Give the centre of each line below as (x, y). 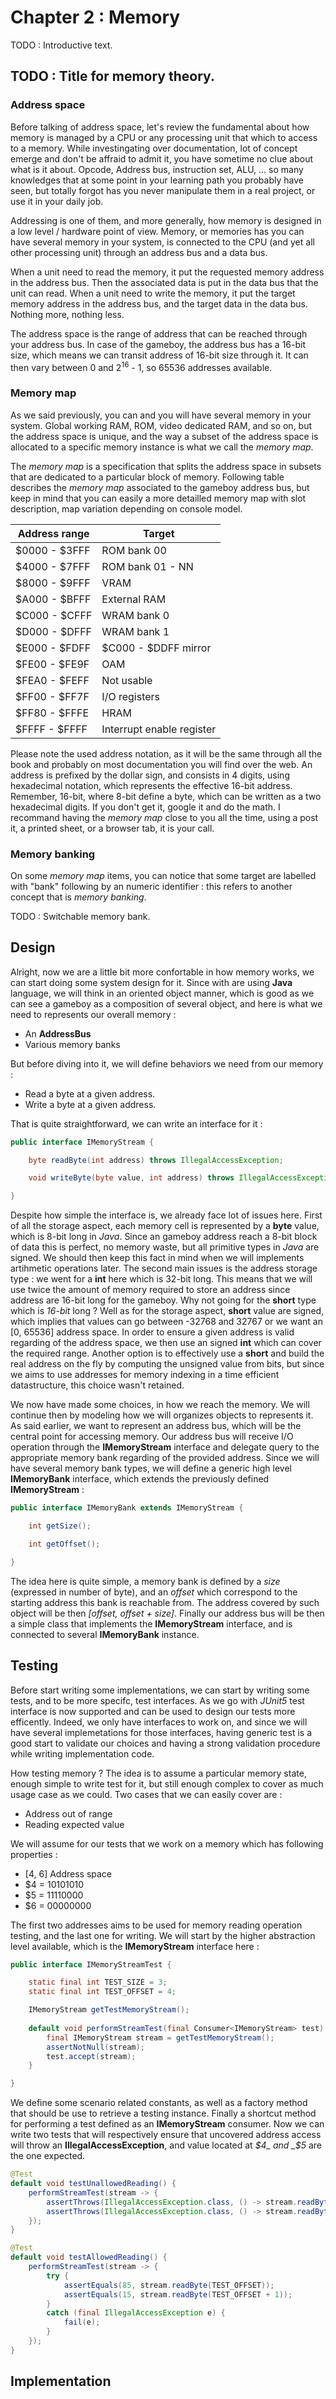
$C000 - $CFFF (54, 615)
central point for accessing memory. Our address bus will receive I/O (152, 1437)
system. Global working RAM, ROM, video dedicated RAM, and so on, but (161, 425)
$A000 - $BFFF (53, 599)
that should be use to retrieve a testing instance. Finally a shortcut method (163, 2113)
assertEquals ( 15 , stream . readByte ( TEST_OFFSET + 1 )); (178, 2294)
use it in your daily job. (57, 201)
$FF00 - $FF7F (52, 696)
